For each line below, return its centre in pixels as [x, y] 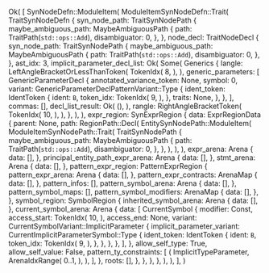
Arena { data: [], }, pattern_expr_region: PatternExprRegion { [108, 166]
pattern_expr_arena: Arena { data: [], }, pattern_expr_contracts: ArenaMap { [133, 174]
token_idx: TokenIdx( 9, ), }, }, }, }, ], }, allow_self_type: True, [108, 243]
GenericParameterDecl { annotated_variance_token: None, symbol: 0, [123, 80]
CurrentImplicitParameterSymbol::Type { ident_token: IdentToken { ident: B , [132, 235]
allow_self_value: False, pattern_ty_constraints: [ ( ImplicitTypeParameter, [129, 252]
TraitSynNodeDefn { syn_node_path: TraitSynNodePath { [103, 20]
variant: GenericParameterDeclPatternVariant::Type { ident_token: [117, 89]
